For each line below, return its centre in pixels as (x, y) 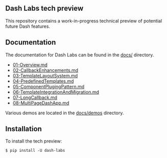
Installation (24, 129)
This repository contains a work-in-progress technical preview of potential (84, 21)
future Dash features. (28, 26)
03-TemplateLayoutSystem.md (45, 75)
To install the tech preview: (34, 141)
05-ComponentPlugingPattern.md (48, 86)
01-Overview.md (30, 65)
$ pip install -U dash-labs (35, 151)
